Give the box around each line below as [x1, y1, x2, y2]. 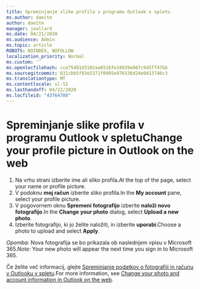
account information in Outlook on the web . [6, 276, 114, 283]
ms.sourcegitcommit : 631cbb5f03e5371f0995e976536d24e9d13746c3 [6, 70, 168, 76]
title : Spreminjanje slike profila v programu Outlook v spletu [6, 8, 171, 15]
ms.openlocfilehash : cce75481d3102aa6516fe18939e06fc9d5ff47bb [6, 64, 168, 71]
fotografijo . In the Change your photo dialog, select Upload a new [14, 208, 179, 215]
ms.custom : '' [6, 59, 42, 65]
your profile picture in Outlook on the [6, 143, 194, 157]
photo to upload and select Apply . [14, 227, 100, 234]
